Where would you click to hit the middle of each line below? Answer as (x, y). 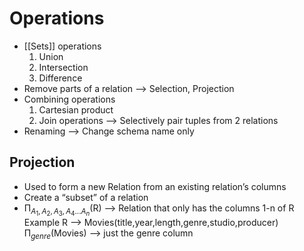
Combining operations (69, 99)
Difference (60, 78)
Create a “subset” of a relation (86, 197)
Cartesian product (76, 109)
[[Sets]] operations (62, 46)
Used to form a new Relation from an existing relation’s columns (155, 186)
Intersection (63, 67)
